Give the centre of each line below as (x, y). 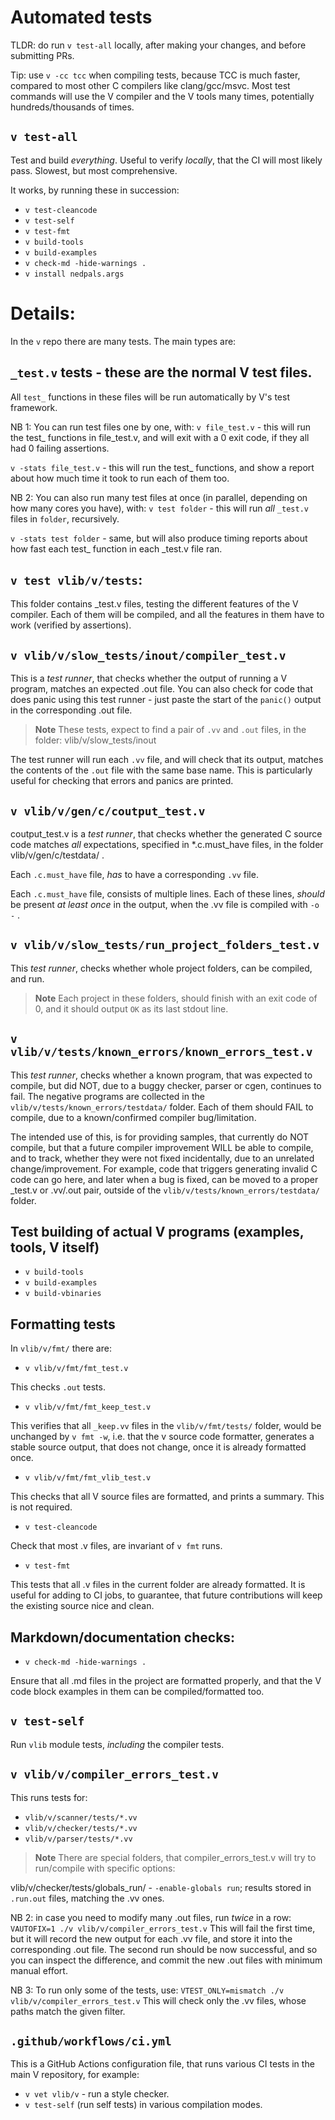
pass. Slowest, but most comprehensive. (94, 170)
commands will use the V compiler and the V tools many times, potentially (162, 96)
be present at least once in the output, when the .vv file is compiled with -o (165, 904)
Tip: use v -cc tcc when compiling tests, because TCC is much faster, (155, 75)
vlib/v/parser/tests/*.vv (78, 1839)
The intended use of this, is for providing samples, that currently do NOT (160, 1137)
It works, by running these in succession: (95, 190)
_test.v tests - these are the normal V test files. (161, 372)
